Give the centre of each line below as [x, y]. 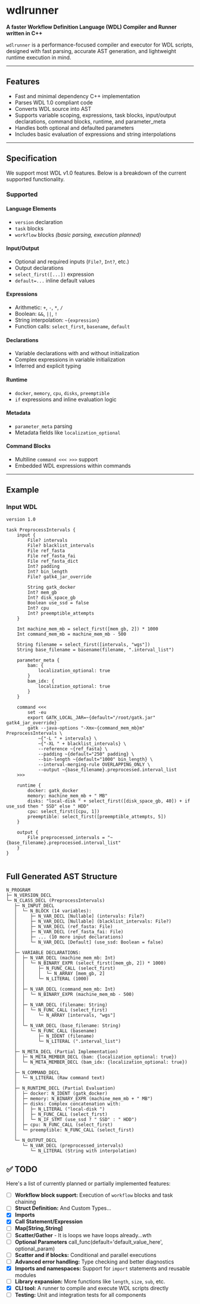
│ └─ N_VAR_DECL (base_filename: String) [67, 1026]
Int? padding [44, 566]
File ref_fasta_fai [52, 556]
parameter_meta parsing [43, 426]
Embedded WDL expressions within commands [73, 465]
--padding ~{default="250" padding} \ [86, 754]
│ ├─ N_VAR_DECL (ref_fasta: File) [63, 927]
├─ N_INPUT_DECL [34, 906]
